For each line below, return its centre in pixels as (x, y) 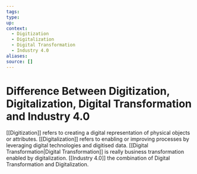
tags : (13, 12)
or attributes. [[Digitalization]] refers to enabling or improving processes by (98, 139)
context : (17, 28)
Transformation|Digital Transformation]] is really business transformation (95, 152)
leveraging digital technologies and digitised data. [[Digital (77, 145)
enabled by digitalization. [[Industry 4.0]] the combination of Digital (88, 158)
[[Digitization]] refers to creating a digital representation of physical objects (98, 133)
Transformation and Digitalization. (47, 164)
